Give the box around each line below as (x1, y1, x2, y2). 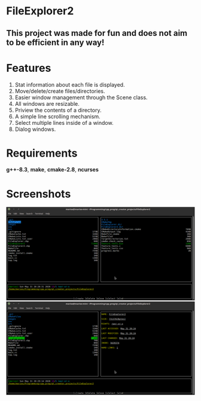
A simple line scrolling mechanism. (14, 112, 100, 120)
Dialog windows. (14, 125, 56, 133)
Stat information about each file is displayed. (14, 81, 125, 88)
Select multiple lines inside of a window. (14, 119, 114, 126)
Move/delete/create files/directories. (14, 87, 105, 94)
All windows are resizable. (14, 100, 80, 107)
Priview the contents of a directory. (14, 106, 102, 114)
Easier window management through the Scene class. (14, 94, 148, 101)
